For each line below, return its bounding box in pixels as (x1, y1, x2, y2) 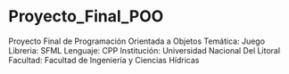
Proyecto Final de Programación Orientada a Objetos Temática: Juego (8, 36, 265, 46)
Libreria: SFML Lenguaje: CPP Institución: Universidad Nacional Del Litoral (8, 45, 281, 55)
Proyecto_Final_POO (8, 6, 164, 27)
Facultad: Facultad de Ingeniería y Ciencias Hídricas (8, 54, 200, 65)
